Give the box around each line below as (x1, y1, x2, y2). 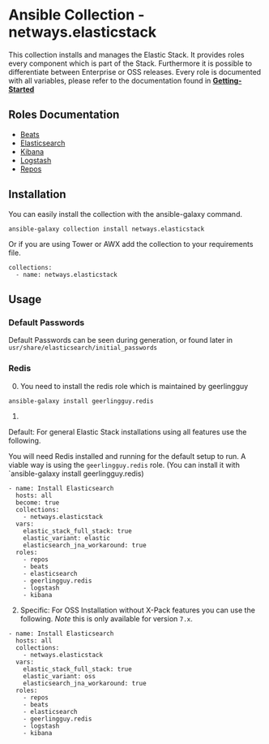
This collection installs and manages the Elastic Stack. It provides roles (8, 50, 245, 59)
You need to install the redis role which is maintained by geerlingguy (19, 381, 249, 391)
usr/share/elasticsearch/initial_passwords (8, 344, 158, 353)
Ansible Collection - (8, 6, 145, 24)
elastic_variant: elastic (23, 534, 111, 542)
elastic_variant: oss (23, 672, 96, 680)
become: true (15, 498, 60, 507)
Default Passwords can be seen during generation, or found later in (8, 335, 233, 345)
